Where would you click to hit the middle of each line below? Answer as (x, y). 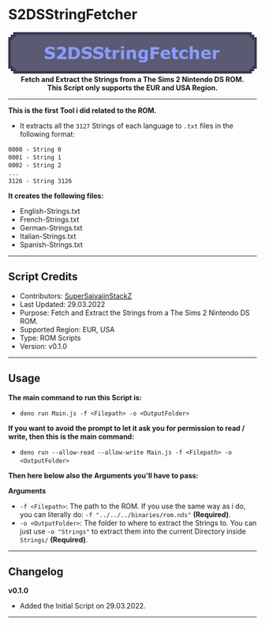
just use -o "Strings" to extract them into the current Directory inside (133, 531)
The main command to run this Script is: (75, 397)
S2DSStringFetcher (73, 15)
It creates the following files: (56, 196)
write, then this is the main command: (71, 437)
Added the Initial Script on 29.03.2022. (82, 606)
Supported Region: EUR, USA (67, 329)
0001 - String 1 (35, 157)
